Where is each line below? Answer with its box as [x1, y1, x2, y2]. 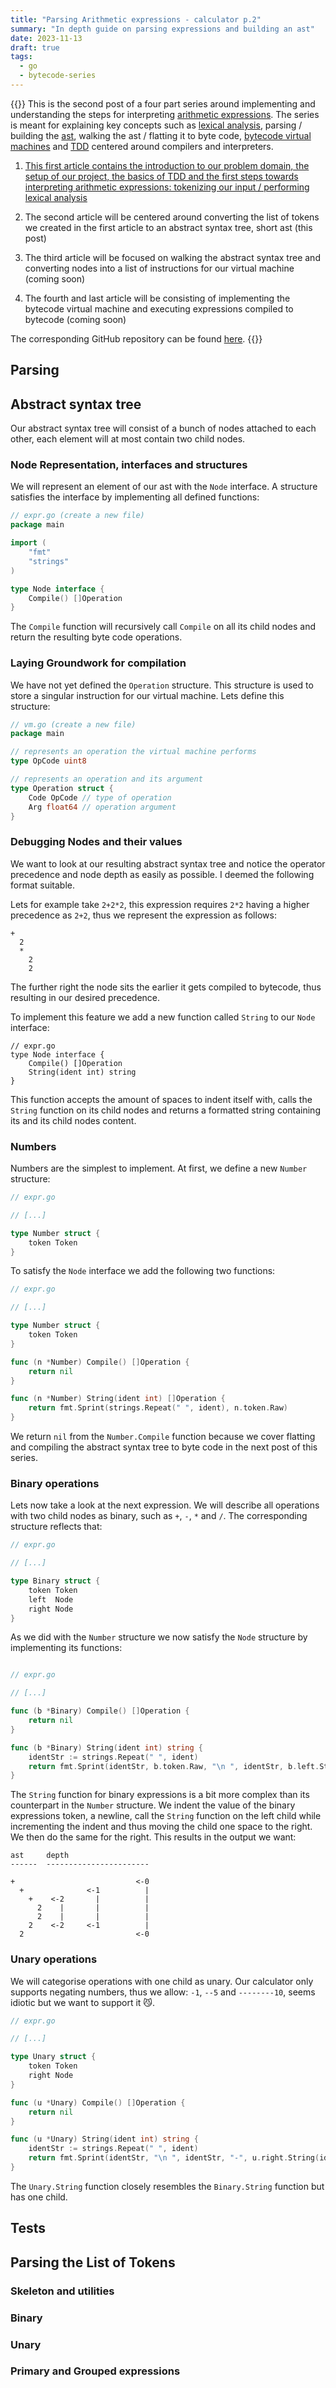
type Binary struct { [10, 1576, 101, 1586]
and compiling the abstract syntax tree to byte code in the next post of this [10, 1441, 318, 1453]
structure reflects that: [10, 1521, 103, 1533]
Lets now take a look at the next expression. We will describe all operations [10, 1499, 320, 1511]
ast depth [10, 1851, 70, 1861]
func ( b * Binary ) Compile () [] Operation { [10, 1706, 190, 1716]
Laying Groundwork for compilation [10, 656, 187, 670]
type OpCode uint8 [10, 756, 87, 766]
